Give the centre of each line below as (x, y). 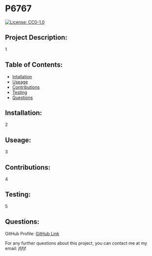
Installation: (24, 113)
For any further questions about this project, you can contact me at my (76, 243)
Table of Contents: (34, 65)
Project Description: (36, 38)
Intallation (22, 77)
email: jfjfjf (16, 248)
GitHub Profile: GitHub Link (32, 233)
